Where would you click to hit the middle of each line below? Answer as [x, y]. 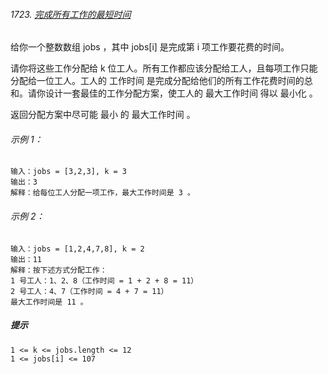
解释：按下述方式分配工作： [59, 270]
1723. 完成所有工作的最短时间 [71, 14]
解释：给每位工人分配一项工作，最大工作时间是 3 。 [102, 193]
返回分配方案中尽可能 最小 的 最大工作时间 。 [103, 115]
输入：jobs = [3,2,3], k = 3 [69, 172]
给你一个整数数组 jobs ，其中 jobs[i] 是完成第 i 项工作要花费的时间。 [150, 47]
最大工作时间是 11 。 [49, 302]
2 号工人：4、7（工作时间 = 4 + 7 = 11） [89, 291]
